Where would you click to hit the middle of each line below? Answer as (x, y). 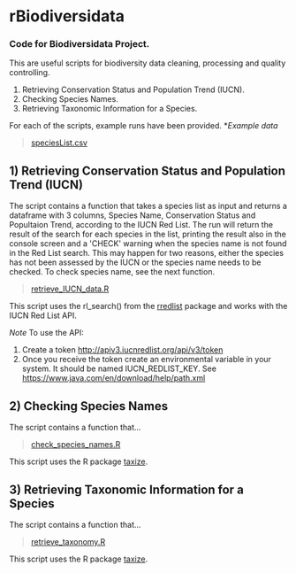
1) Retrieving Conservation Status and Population (147, 170)
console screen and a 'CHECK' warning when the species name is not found (148, 244)
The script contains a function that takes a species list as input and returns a (148, 206)
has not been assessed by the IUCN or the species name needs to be (136, 262)
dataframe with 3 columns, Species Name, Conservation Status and (133, 215)
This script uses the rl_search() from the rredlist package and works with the (148, 306)
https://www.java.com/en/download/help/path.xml (114, 378)
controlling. (30, 73)
